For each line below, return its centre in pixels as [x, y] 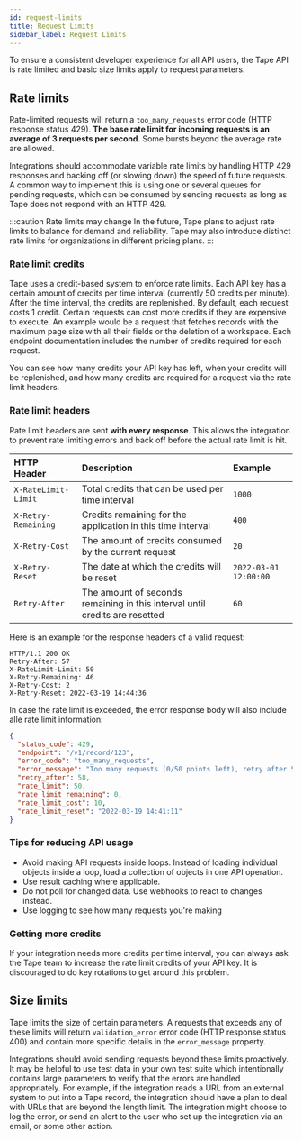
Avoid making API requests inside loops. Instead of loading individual [150, 862]
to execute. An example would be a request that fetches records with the [144, 322]
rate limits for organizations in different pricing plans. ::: [111, 241]
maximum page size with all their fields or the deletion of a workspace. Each [151, 332]
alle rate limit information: [56, 719]
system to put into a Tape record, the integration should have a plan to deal [148, 1097]
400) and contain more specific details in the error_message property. [138, 1041]
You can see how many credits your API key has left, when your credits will [148, 368]
